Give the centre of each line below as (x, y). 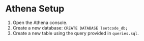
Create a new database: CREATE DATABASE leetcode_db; (70, 27)
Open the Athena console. (40, 22)
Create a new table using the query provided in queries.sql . (76, 33)
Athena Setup (35, 9)
